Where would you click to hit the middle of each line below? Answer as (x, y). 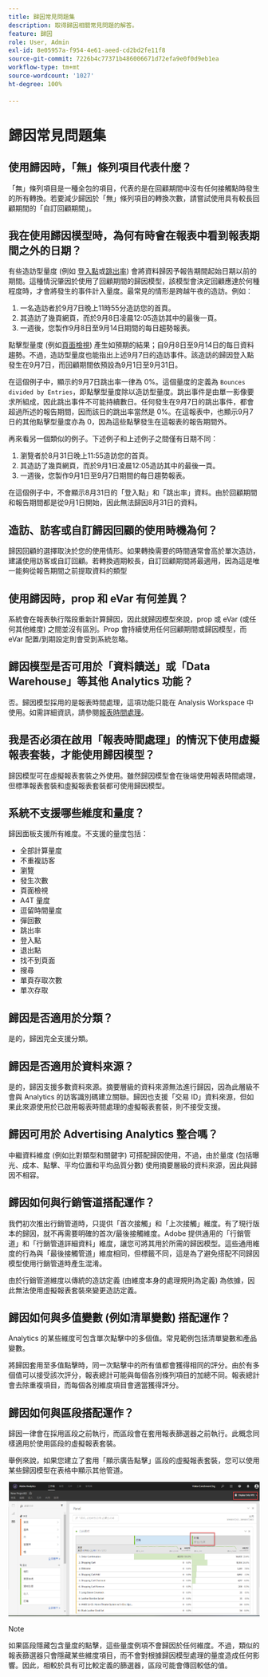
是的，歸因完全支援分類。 (50, 1039)
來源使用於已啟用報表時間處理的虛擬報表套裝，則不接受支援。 (123, 1107)
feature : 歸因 (31, 34)
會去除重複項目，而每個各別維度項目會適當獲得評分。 (96, 1385)
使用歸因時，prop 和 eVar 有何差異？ (99, 598)
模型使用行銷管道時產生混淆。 (57, 1263)
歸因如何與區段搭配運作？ (71, 1413)
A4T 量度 (35, 901)
